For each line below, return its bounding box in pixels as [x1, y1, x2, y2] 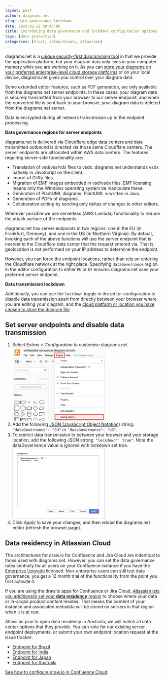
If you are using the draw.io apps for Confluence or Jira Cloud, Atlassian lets [5, 588, 160, 594]
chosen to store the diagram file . [5, 306, 71, 312]
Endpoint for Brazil [12, 643, 50, 649]
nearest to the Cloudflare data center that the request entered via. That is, [5, 241, 155, 247]
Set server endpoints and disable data [5, 321, 125, 329]
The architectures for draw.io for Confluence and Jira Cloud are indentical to [5, 552, 160, 558]
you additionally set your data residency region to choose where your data [5, 593, 158, 599]
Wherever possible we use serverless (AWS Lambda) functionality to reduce [5, 210, 160, 216]
